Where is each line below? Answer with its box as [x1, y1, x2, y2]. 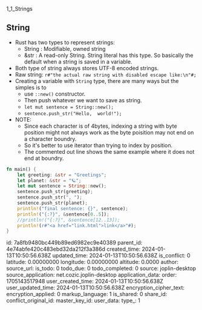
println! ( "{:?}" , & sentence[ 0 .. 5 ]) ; [17, 211, 110, 217]
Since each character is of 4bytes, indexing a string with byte [24, 122, 177, 130]
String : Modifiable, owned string [24, 45, 106, 52]
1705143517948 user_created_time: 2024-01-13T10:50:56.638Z [6, 278, 163, 285]
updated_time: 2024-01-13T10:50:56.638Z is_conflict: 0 [52, 252, 191, 259]
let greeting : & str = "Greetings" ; [17, 172, 107, 178]
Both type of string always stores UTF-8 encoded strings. [15, 64, 159, 71]
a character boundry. [24, 135, 77, 142]
